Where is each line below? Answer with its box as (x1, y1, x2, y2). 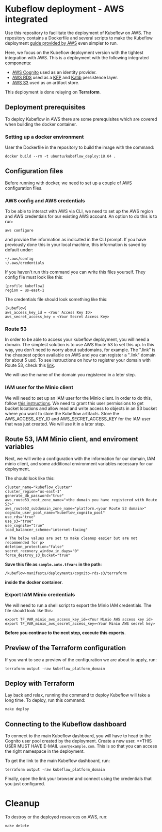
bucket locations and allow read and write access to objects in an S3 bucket (5, 405, 157, 411)
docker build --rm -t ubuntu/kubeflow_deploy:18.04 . (5, 154, 116, 159)
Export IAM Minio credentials (5, 591, 75, 598)
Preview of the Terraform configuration (5, 644, 126, 652)
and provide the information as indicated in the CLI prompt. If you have (5, 237, 146, 243)
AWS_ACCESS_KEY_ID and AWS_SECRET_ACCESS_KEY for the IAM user (5, 416, 151, 422)
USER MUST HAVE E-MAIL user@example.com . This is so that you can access (5, 743, 158, 749)
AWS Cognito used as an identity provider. (12, 69, 97, 75)
